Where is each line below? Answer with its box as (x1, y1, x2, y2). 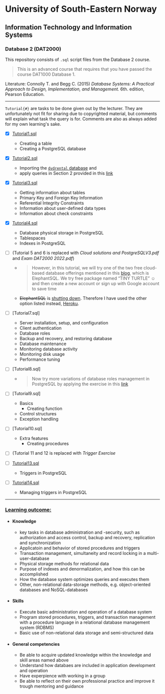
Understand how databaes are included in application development (19, 663, 156, 668)
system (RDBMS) (19, 624, 55, 630)
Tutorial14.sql (12, 479, 39, 485)
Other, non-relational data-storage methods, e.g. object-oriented (19, 581, 151, 587)
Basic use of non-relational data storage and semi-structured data (19, 630, 154, 636)
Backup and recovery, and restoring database (19, 336, 112, 342)
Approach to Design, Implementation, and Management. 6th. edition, (5, 86, 145, 92)
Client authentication (19, 325, 62, 331)
